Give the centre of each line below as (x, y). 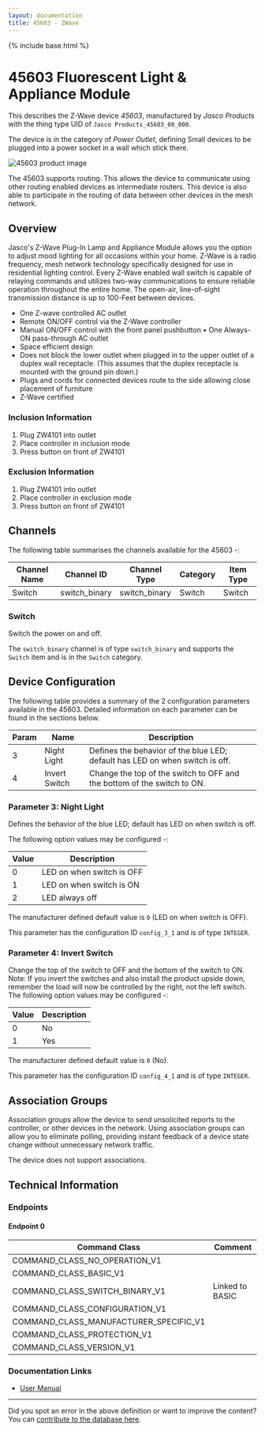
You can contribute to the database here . (75, 1419)
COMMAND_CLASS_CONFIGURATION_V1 (90, 1309)
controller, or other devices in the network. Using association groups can (127, 1128)
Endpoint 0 (26, 1226)
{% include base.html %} (49, 45)
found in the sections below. (54, 717)
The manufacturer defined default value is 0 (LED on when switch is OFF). (128, 918)
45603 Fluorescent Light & (97, 77)
